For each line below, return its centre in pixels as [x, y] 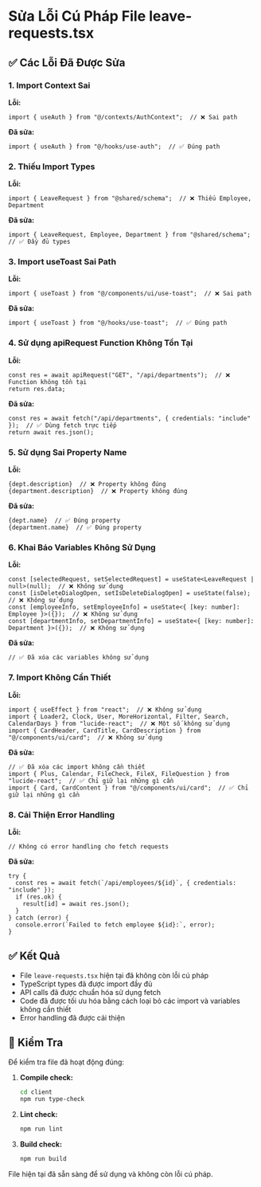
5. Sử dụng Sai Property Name [68, 452]
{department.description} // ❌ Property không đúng [98, 492]
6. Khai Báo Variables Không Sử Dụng [82, 547]
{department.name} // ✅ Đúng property [75, 528]
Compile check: [46, 1077]
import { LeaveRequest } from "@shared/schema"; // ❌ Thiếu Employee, [130, 198]
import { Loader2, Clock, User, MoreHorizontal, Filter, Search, [119, 716]
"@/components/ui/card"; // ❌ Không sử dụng [86, 737]
